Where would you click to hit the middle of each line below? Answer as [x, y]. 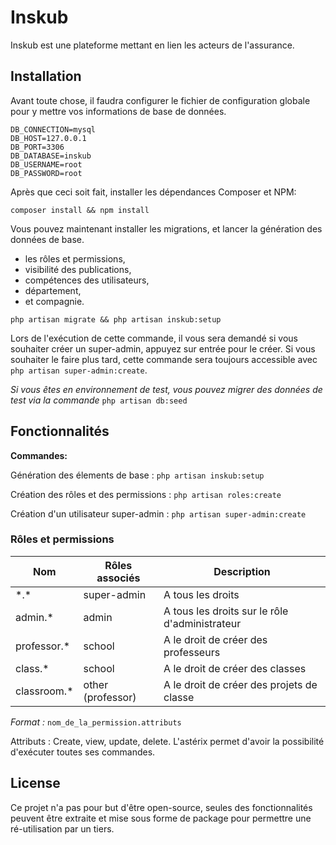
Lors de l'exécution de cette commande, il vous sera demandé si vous [154, 338]
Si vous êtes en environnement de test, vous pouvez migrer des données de [166, 389]
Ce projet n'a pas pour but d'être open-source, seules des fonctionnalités [161, 807]
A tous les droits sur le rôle [226, 611]
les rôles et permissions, [75, 258]
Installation [46, 76]
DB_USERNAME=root [46, 164]
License [35, 783]
